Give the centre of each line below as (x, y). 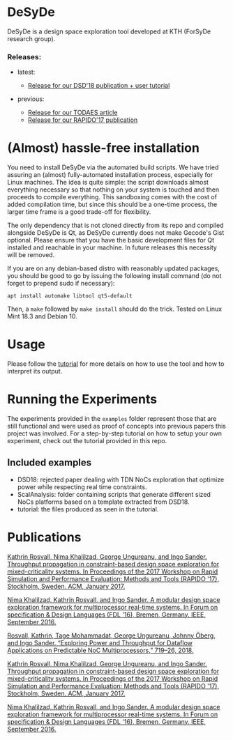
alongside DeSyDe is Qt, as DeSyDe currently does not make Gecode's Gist (116, 233)
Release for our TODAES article (73, 113)
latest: (26, 72)
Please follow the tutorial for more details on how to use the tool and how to (116, 364)
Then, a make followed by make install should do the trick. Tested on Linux (114, 309)
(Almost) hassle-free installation (104, 148)
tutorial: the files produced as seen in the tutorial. (88, 509)
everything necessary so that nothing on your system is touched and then (113, 190)
